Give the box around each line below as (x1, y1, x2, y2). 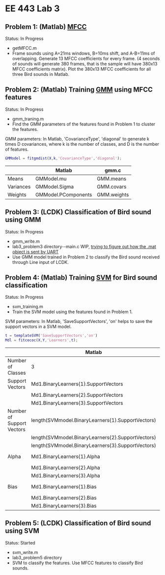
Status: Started (5, 540, 35, 545)
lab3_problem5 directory (12, 554, 62, 560)
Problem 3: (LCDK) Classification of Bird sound (5, 208, 151, 217)
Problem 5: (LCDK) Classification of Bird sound (5, 519, 151, 527)
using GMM (5, 216, 41, 224)
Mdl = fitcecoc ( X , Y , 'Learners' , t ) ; (5, 338, 78, 343)
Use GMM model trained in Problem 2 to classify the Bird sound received (12, 254, 160, 260)
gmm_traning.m (12, 116, 44, 122)
